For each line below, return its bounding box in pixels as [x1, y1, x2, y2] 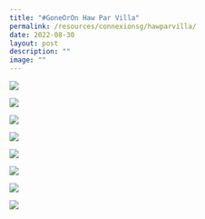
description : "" [9, 47, 71, 56]
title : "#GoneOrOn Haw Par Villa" [9, 13, 141, 23]
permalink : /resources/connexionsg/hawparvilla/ [9, 22, 197, 31]
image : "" [9, 55, 47, 65]
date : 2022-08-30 [9, 30, 75, 39]
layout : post [9, 38, 59, 48]
